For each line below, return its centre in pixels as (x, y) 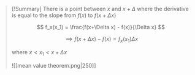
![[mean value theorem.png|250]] (54, 65)
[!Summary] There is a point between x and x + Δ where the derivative (100, 9)
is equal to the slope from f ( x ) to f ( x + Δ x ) (64, 15)
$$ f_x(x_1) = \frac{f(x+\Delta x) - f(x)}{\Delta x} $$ (101, 27)
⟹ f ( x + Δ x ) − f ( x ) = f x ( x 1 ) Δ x (102, 40)
